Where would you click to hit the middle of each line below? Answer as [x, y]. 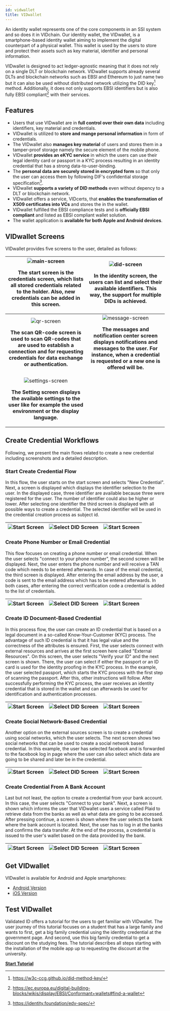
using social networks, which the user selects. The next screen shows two [83, 738]
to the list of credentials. [30, 591]
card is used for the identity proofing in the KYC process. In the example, [81, 667]
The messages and [125, 329]
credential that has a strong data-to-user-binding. [64, 166]
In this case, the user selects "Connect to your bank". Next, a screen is [79, 803]
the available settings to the [46, 399]
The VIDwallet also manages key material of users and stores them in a [87, 144]
